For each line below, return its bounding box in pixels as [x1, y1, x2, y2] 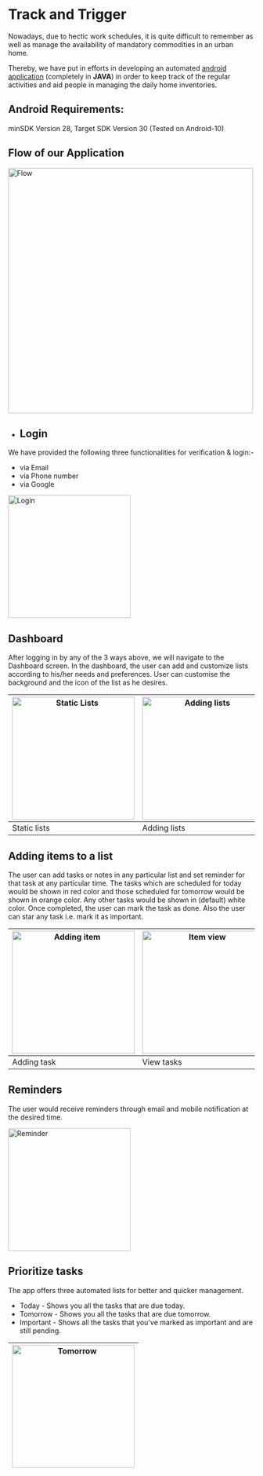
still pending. [19, 1325, 61, 1335]
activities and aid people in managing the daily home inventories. [8, 80, 218, 90]
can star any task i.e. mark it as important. [8, 912, 143, 921]
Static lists [12, 823, 50, 834]
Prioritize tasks [8, 1265, 84, 1278]
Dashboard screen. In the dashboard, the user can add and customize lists [8, 661, 249, 670]
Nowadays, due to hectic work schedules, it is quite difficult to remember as [8, 31, 254, 41]
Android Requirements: [8, 103, 124, 116]
